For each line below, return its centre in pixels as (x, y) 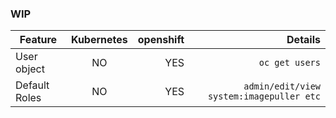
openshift (161, 40)
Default (32, 85)
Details (303, 40)
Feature (38, 40)
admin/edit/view (282, 86)
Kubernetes (99, 40)
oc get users (289, 63)
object (30, 69)
